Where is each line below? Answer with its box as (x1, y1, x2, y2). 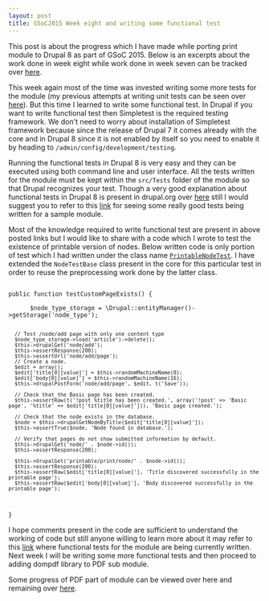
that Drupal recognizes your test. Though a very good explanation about (8, 183, 247, 193)
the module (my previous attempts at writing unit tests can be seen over (8, 91, 247, 100)
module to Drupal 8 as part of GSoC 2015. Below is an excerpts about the (8, 50, 251, 59)
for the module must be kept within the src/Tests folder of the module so (8, 174, 251, 185)
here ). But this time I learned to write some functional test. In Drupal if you (8, 100, 253, 109)
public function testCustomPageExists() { (8, 290, 153, 298)
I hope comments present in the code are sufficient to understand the (8, 525, 238, 535)
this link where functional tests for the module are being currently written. (8, 542, 251, 552)
